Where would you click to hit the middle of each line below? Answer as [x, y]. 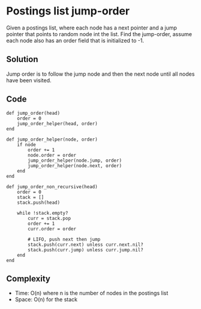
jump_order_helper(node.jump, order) [75, 161]
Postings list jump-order [68, 11]
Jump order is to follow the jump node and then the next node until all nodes [100, 74]
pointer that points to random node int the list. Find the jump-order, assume [99, 34]
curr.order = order [52, 229]
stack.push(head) [39, 203]
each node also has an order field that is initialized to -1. [75, 40]
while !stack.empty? [43, 213]
